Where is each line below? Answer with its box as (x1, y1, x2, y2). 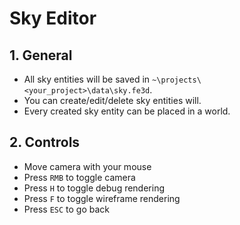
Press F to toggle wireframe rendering (23, 192, 181, 204)
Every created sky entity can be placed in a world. (23, 105, 231, 117)
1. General (9, 47, 73, 64)
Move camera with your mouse (23, 160, 152, 172)
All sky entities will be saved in (23, 73, 151, 85)
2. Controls (9, 134, 81, 151)
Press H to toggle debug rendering (23, 182, 166, 194)
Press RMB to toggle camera (23, 171, 136, 183)
